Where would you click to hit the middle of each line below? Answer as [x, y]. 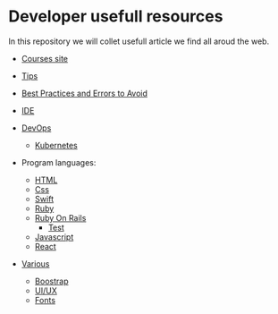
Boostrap [51, 281]
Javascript [54, 237]
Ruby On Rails [60, 217]
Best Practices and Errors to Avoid [84, 93]
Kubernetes [56, 145]
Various [35, 263]
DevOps [36, 128]
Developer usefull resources [116, 17]
